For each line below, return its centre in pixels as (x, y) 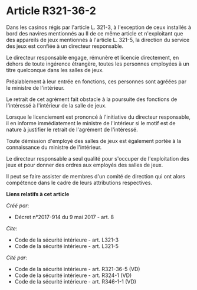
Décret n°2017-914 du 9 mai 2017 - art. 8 (64, 217)
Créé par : (18, 206)
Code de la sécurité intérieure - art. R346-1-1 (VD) (75, 281)
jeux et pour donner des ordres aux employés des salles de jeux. (85, 165)
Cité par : (17, 258)
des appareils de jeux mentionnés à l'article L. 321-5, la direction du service (98, 40)
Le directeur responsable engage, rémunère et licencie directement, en (93, 57)
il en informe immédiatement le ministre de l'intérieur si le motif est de (91, 123)
